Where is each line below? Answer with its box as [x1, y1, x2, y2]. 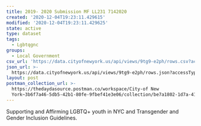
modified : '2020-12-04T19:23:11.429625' [6, 20, 109, 26]
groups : [6, 48, 26, 53]
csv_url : [6, 58, 28, 64]
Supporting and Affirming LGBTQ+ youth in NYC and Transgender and [6, 108, 179, 115]
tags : [6, 36, 20, 42]
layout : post [6, 75, 39, 81]
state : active [6, 25, 42, 31]
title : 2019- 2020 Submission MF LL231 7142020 [6, 8, 127, 15]
